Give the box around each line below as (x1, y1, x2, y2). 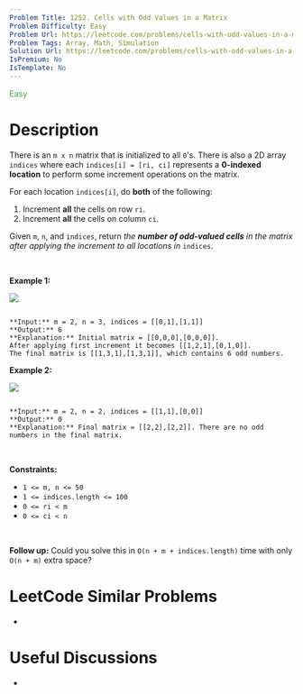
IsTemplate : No (9, 64, 67, 73)
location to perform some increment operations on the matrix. (9, 169, 241, 179)
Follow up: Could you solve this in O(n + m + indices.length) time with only (9, 544, 293, 555)
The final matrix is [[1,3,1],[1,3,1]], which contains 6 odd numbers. (9, 349, 284, 358)
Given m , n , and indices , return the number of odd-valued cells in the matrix (9, 231, 293, 242)
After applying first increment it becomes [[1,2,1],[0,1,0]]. (9, 341, 252, 350)
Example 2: (9, 364, 52, 375)
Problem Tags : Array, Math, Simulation (9, 38, 160, 48)
